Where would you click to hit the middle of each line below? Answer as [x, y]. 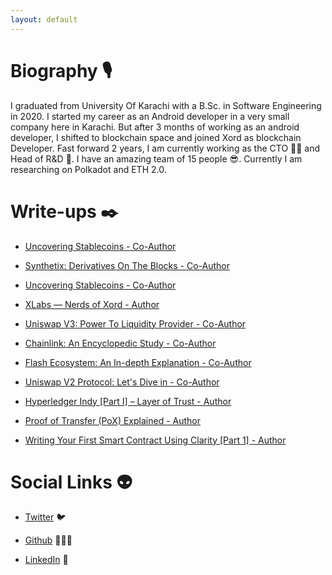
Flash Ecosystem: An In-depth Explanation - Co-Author [138, 362]
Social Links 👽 [71, 482]
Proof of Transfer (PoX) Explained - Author [112, 420]
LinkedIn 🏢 [46, 560]
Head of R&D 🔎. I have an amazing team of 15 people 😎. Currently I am [156, 158]
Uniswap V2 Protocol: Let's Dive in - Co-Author [122, 382]
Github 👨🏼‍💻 [48, 540]
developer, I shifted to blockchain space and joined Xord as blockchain [156, 137]
